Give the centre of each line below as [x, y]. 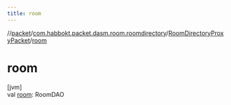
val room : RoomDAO [36, 94]
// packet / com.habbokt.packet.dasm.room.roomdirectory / [88, 33]
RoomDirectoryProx [196, 33]
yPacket [19, 40]
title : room [24, 13]
